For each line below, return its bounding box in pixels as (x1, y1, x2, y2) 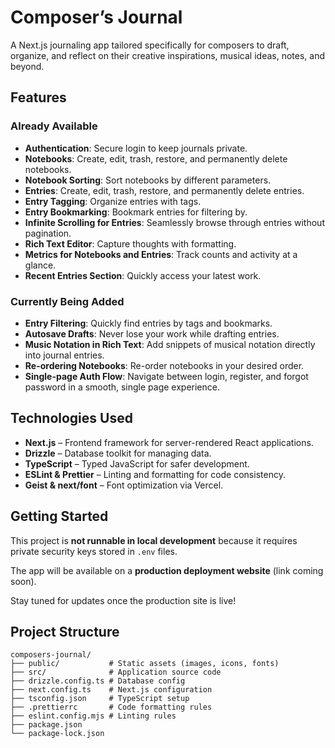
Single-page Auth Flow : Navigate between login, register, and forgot (24, 370, 309, 382)
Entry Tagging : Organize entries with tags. (24, 195, 202, 207)
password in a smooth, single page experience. (24, 381, 220, 393)
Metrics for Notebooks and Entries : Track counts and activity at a (24, 248, 298, 260)
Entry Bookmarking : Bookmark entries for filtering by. (24, 206, 248, 218)
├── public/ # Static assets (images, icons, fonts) (10, 659, 280, 669)
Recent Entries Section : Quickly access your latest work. (24, 269, 262, 281)
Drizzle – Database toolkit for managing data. (24, 447, 212, 459)
